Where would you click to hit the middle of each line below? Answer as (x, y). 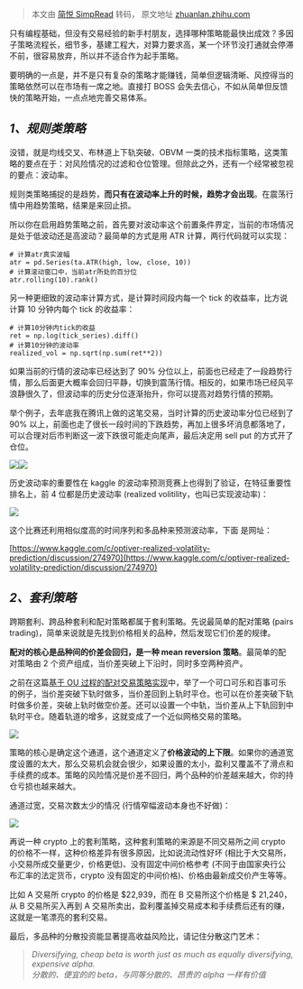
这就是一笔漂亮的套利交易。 (61, 917)
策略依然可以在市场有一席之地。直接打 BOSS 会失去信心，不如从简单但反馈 (149, 86)
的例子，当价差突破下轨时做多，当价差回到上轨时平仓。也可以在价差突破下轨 (151, 693)
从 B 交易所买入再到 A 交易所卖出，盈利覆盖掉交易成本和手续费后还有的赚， (150, 905)
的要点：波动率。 (41, 174)
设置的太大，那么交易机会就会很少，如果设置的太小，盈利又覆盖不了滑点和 (155, 763)
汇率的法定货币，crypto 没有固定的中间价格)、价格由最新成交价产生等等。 (154, 875)
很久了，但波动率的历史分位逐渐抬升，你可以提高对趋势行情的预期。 (151, 393)
